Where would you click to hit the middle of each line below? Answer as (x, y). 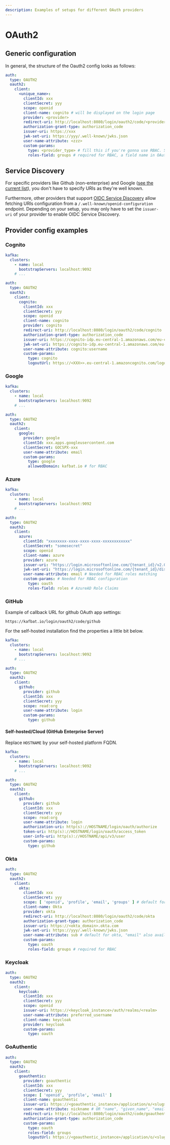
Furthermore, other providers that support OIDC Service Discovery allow (81, 198)
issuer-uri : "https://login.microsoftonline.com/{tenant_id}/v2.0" (96, 565)
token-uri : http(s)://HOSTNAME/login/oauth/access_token (84, 832)
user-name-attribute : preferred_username (68, 1015)
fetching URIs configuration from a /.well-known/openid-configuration (79, 203)
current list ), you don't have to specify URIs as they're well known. (74, 188)
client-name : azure (44, 555)
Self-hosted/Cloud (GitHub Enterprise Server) (54, 731)
